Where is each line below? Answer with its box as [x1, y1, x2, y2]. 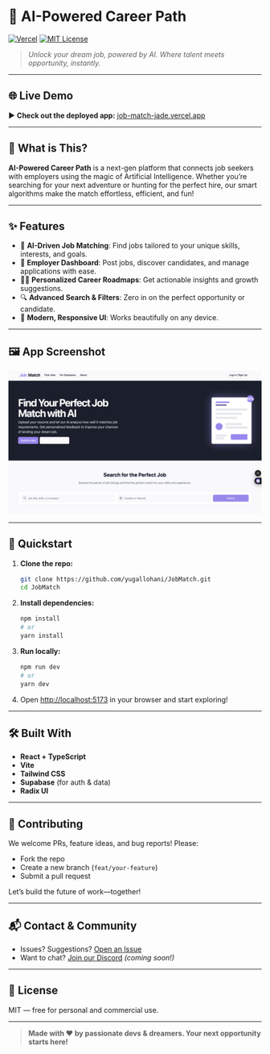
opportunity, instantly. [27, 58, 101, 68]
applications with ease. [19, 266, 96, 277]
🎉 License [8, 984, 59, 998]
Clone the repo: [19, 558, 74, 568]
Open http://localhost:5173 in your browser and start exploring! [19, 694, 228, 704]
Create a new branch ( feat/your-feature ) [19, 863, 158, 873]
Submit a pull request [19, 871, 91, 881]
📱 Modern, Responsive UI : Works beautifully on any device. [19, 313, 219, 323]
